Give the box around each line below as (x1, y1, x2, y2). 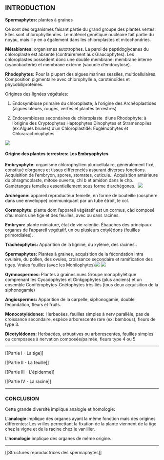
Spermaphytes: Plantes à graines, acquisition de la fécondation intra (5, 251, 144, 257)
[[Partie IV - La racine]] (5, 379, 52, 384)
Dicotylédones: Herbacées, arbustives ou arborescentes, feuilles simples (5, 331, 154, 337)
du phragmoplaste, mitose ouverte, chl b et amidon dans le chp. (5, 178, 134, 183)
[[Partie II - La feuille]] (5, 360, 49, 365)
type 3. (5, 321, 20, 327)
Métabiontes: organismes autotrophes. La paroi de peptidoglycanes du (5, 46, 149, 52)
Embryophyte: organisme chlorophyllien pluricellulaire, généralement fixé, (5, 162, 155, 168)
